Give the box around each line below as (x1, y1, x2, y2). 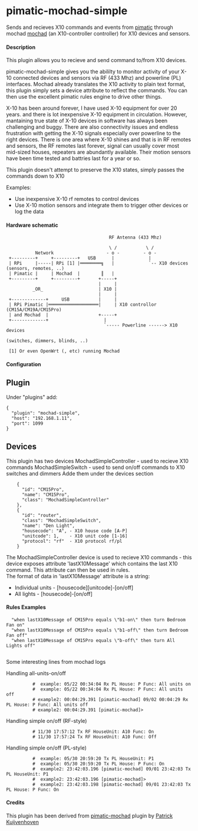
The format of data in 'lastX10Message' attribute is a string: (6, 572, 150, 579)
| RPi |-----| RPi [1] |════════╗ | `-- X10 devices (8, 260, 189, 266)
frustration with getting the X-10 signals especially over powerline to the (6, 130, 181, 137)
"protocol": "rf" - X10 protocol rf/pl (21, 538, 123, 544)
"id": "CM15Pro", (21, 486, 65, 493)
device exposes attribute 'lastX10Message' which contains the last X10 (6, 560, 178, 567)
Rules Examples (6, 604, 46, 611)
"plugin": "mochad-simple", (11, 410, 81, 416)
